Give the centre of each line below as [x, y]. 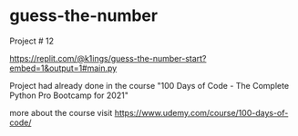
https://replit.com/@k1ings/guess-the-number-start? [108, 58]
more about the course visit [61, 112]
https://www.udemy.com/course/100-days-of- [201, 112]
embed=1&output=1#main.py [63, 68]
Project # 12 [32, 41]
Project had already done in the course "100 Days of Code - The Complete [149, 85]
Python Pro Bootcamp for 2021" [69, 95]
